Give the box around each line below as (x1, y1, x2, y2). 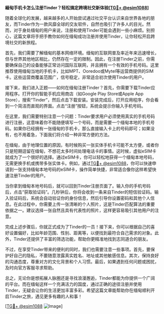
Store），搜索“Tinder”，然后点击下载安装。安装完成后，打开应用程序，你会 (5, 97, 155, 103)
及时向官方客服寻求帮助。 (5, 265, 57, 271)
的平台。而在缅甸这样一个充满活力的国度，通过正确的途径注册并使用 (5, 281, 142, 287)
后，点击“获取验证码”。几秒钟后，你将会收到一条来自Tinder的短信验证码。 (5, 189, 155, 195)
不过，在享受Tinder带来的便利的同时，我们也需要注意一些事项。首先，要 (5, 247, 151, 252)
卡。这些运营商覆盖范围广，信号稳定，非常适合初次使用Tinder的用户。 (5, 74, 146, 80)
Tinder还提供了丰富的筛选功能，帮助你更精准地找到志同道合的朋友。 (13, 236, 151, 242)
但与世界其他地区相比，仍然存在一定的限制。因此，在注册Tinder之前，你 (5, 56, 151, 62)
